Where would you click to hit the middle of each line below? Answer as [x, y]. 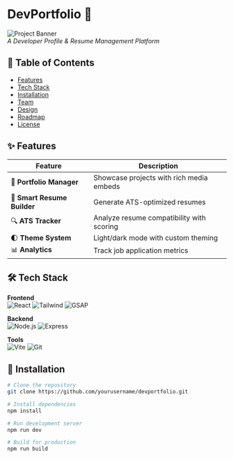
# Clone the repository [42, 385]
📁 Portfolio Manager [45, 182]
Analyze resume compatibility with [150, 218]
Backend [20, 319]
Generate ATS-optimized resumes [150, 202]
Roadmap [31, 116]
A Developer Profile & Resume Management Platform [84, 40]
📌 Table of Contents [51, 63]
